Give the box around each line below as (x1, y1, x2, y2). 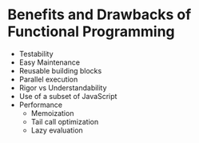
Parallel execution (18, 74, 78, 84)
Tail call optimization (30, 117, 99, 126)
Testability (18, 49, 54, 58)
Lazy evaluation (30, 125, 83, 135)
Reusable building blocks (18, 66, 102, 75)
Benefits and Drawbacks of (7, 6, 192, 24)
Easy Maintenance (18, 58, 81, 67)
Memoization (30, 108, 74, 117)
